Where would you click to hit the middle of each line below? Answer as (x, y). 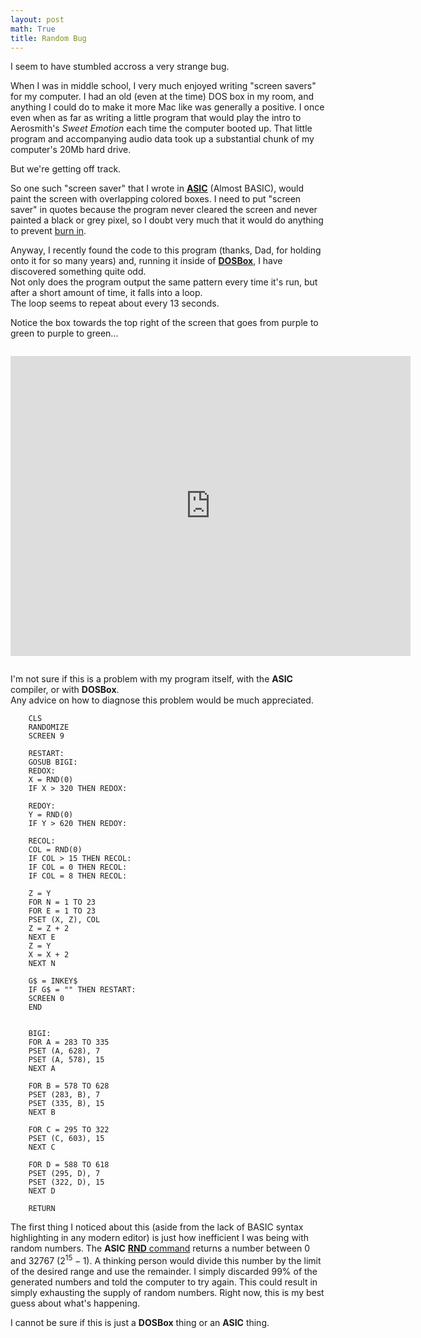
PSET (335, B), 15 (66, 1104)
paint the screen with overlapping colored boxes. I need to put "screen (156, 199)
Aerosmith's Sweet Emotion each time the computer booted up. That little (161, 128)
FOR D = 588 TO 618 (69, 1165)
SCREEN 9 (46, 736)
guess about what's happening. (75, 1303)
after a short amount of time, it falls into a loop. (106, 293)
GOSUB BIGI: (53, 762)
